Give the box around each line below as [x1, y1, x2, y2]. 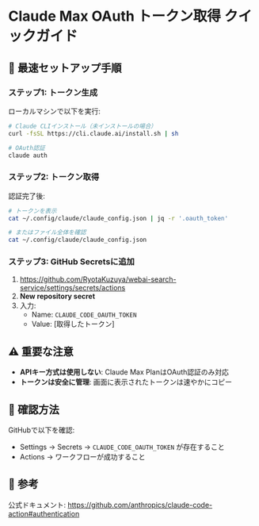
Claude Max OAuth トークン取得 [8, 7, 222, 25]
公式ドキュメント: [8, 500, 67, 509]
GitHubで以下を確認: [8, 425, 75, 435]
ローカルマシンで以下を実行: [8, 106, 101, 116]
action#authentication [8, 509, 80, 518]
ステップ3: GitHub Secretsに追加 [8, 256, 135, 267]
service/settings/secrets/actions [19, 283, 126, 293]
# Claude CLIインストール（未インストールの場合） [8, 122, 157, 130]
